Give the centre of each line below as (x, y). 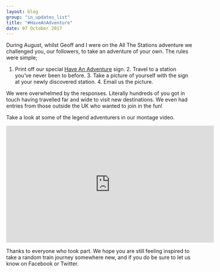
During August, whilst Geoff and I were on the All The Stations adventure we (99, 45)
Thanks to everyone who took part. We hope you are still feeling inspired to (98, 251)
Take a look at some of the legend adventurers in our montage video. (90, 118)
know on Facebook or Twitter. (42, 264)
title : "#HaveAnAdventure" (39, 23)
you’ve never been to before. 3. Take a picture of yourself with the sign (101, 75)
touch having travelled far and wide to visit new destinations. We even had (97, 100)
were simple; (22, 58)
